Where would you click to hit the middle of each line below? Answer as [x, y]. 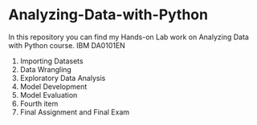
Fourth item [39, 103]
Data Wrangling [46, 69]
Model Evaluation [49, 95]
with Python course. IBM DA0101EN [67, 45]
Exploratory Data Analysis [63, 78]
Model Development [53, 87]
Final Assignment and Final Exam [75, 112]
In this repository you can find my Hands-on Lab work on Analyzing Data [128, 37]
